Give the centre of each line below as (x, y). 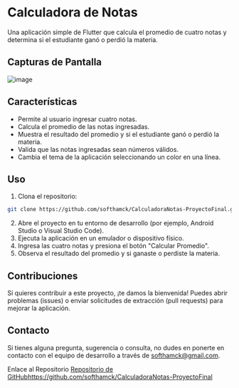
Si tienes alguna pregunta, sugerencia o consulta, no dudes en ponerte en (116, 347)
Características (42, 102)
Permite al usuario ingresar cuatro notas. (77, 119)
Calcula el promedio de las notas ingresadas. (84, 126)
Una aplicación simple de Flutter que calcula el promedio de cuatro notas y (117, 32)
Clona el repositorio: (47, 196)
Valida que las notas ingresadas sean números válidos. (98, 149)
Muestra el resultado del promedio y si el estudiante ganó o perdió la (118, 134)
